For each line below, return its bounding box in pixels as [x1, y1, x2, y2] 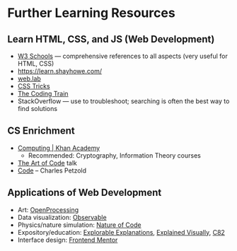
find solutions [17, 105, 58, 112]
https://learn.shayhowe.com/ [17, 67, 103, 75]
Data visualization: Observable [17, 213, 108, 221]
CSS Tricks [17, 82, 51, 90]
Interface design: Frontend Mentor [17, 235, 118, 244]
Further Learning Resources [7, 5, 175, 21]
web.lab [17, 74, 41, 83]
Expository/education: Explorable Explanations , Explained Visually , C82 [17, 228, 225, 236]
